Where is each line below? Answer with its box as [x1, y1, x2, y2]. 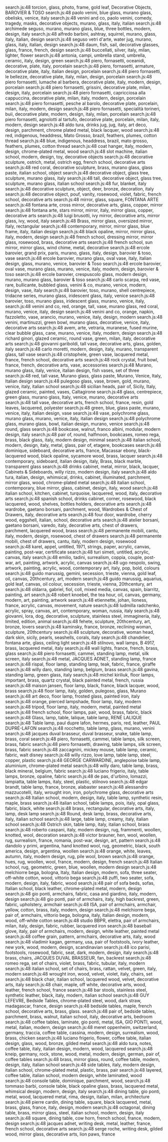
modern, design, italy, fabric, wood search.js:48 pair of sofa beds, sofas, [5, 880, 155, 886]
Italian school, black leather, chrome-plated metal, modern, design [5, 886, 142, 891]
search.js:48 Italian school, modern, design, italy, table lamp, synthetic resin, [5, 795, 163, 801]
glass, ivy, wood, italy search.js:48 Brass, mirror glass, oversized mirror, [5, 218, 153, 224]
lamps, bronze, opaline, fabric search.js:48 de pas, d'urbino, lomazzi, [5, 774, 148, 779]
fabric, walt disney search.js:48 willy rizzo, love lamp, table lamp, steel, [5, 752, 151, 758]
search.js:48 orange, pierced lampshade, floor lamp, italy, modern [5, 699, 141, 704]
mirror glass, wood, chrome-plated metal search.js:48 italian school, [5, 480, 146, 486]
